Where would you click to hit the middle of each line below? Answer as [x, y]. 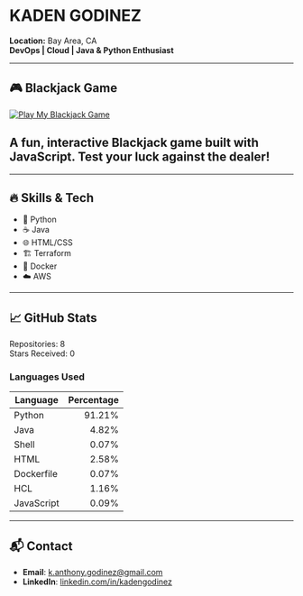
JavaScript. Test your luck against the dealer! [140, 157]
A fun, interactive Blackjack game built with [134, 143]
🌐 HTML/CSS [48, 243]
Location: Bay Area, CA [53, 41]
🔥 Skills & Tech [52, 198]
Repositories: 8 [37, 344]
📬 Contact [41, 546]
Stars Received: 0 [42, 353]
